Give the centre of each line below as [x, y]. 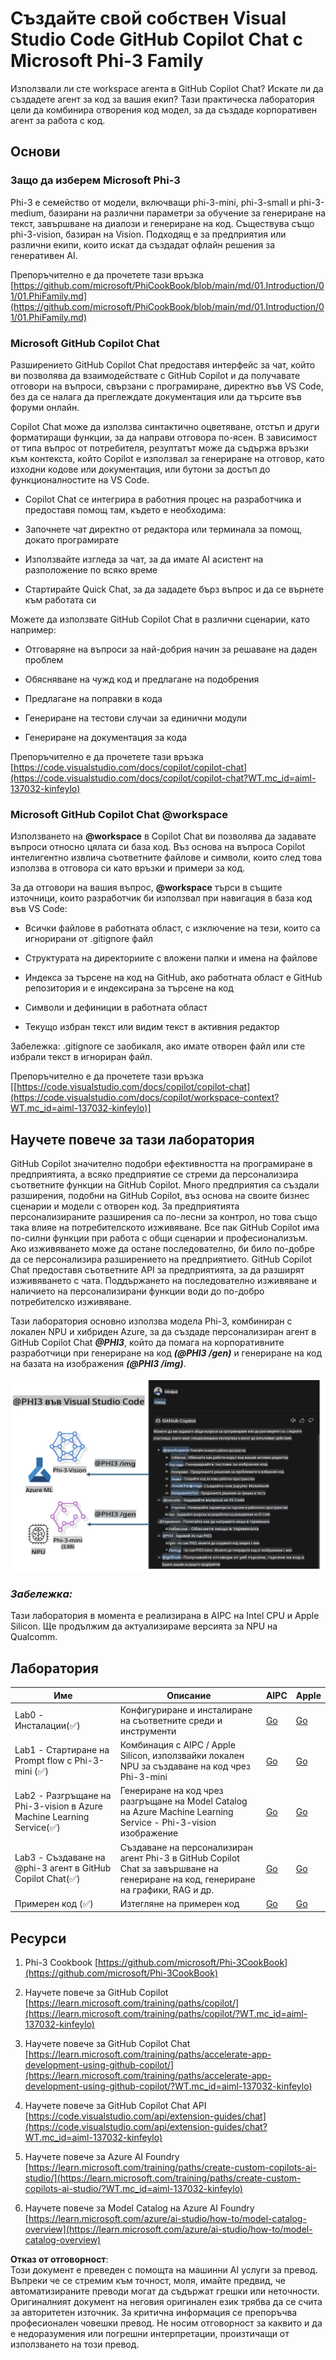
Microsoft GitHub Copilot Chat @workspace [119, 814]
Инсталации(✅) [47, 1725]
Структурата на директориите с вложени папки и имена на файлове [171, 958]
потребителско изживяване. [71, 1302]
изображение [149, 1833]
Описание [189, 1695]
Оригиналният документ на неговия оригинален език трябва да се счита [166, 2302]
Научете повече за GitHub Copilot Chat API [115, 2106]
